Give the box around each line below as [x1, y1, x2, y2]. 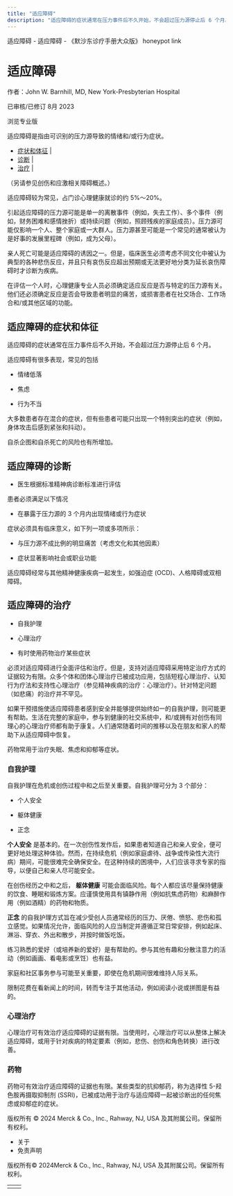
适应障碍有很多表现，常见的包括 [7, 356, 98, 364]
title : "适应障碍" [7, 10, 57, 17]
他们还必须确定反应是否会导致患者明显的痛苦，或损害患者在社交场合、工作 [7, 290, 220, 299]
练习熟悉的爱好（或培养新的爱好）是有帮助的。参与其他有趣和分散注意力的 [7, 945, 220, 954]
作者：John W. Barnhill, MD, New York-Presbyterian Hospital [7, 88, 180, 96]
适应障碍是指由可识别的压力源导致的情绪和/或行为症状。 [7, 132, 168, 140]
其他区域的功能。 [27, 299, 77, 307]
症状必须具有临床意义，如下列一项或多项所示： [7, 524, 141, 533]
